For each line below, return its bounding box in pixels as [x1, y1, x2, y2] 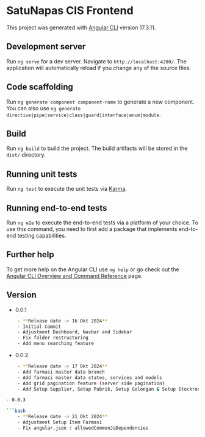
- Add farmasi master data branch [17, 369, 105, 375]
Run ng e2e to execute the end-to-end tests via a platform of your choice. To [6, 219, 199, 226]
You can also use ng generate [6, 104, 81, 112]
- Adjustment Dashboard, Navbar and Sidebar [17, 329, 132, 335]
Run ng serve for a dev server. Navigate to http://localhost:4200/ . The [6, 57, 187, 65]
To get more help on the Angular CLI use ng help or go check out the [6, 266, 179, 273]
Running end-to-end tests [6, 202, 107, 213]
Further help [6, 249, 55, 260]
